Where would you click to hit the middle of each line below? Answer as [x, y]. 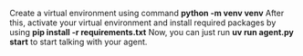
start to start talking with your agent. [78, 42]
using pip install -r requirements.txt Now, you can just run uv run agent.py [151, 32]
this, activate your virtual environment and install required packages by [143, 23]
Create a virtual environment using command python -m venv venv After [147, 13]
